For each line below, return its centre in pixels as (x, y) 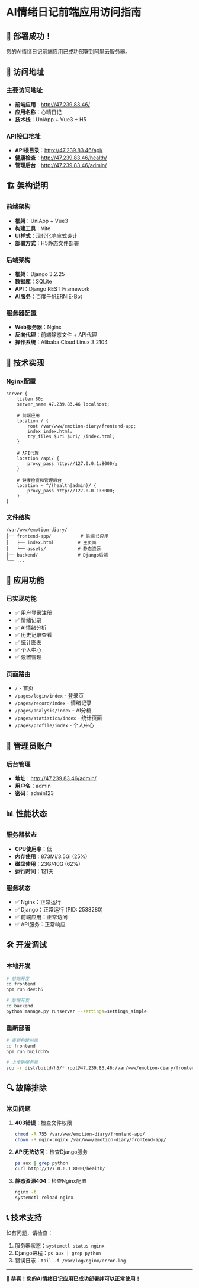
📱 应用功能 (25, 580)
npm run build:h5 (28, 1051)
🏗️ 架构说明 (27, 186)
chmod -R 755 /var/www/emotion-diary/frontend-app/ (80, 1134)
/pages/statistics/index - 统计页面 (58, 718)
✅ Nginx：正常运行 (38, 902)
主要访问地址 (25, 90)
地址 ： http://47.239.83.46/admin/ (55, 778)
